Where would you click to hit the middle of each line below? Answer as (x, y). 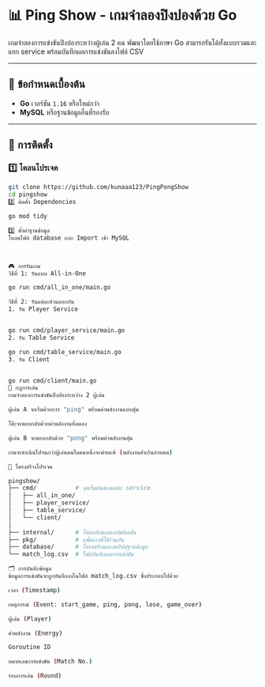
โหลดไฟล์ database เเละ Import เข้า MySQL (69, 238)
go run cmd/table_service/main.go (65, 352)
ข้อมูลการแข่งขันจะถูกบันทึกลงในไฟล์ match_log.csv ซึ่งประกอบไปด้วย (93, 576)
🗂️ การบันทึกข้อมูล (30, 569)
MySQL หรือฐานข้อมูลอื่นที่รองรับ (64, 112)
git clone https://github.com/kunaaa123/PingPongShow (99, 187)
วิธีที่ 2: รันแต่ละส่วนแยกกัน (41, 302)
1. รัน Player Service (43, 309)
